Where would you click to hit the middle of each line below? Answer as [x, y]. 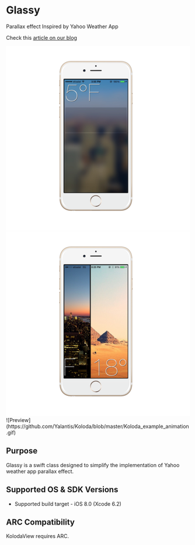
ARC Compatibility [40, 522]
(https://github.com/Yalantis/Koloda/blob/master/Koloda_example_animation [98, 426]
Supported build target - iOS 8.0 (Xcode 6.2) [68, 503]
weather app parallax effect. [40, 471]
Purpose [22, 451]
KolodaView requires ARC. [38, 536]
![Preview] [18, 420]
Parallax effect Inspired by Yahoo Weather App [62, 26]
